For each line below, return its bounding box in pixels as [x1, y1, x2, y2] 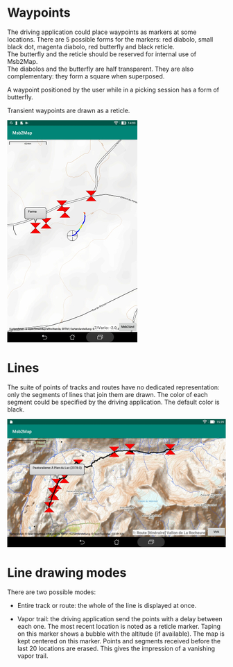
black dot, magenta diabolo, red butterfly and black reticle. [7, 42, 175, 51]
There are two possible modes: [7, 588, 96, 596]
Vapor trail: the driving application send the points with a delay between [17, 615, 223, 623]
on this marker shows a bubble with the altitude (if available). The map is [17, 630, 225, 638]
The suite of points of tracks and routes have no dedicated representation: [7, 383, 220, 391]
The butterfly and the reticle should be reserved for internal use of [7, 50, 197, 58]
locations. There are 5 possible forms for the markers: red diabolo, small [7, 35, 214, 43]
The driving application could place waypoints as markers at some [7, 28, 197, 36]
